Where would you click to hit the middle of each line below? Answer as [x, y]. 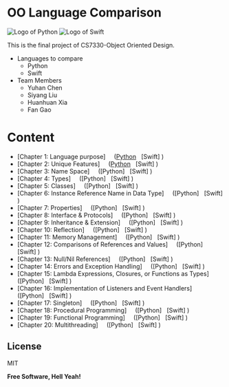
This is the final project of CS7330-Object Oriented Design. [91, 45]
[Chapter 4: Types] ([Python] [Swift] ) [75, 178]
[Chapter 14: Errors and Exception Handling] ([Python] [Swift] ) [111, 266]
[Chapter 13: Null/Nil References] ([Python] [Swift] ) [95, 259]
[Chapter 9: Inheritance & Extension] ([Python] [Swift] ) [100, 222]
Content [31, 137]
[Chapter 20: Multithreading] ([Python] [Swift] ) [89, 324]
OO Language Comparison [84, 13]
